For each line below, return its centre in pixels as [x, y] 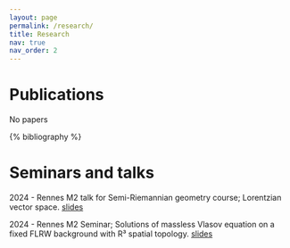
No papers [29, 120]
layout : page [33, 17]
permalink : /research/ [51, 26]
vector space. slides [46, 207]
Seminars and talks [82, 173]
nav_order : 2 [33, 51]
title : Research [39, 34]
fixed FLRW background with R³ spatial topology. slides [111, 234]
